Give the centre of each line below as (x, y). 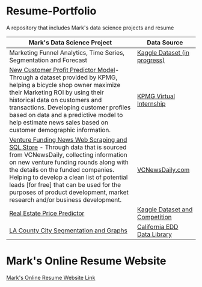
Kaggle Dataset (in (163, 52)
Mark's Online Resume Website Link (51, 277)
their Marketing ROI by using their (57, 92)
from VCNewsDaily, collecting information (68, 154)
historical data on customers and (56, 100)
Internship (151, 103)
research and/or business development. (66, 199)
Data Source (165, 42)
